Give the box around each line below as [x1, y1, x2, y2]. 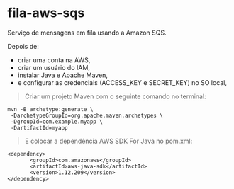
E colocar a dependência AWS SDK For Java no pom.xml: [24, 137, 193, 145]
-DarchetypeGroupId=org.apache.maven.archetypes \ [10, 112, 163, 119]
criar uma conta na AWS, [17, 55, 91, 64]
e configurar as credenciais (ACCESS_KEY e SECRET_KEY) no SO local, [17, 78, 227, 86]
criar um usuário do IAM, [17, 63, 91, 71]
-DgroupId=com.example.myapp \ [10, 118, 103, 125]
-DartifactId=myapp [10, 124, 69, 132]
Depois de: [7, 42, 39, 50]
